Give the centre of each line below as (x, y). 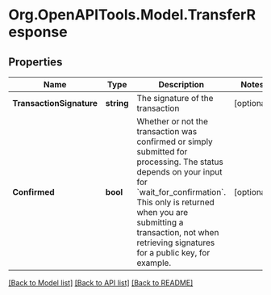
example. (154, 263)
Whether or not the (172, 121)
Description (181, 84)
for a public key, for (173, 253)
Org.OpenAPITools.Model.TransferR (132, 15)
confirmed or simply (175, 141)
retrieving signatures (176, 242)
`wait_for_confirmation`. (181, 192)
